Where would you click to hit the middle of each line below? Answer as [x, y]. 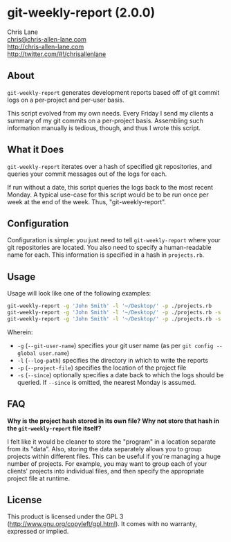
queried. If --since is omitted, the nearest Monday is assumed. [107, 382]
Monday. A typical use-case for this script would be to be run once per [108, 195]
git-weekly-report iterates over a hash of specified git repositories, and [110, 166]
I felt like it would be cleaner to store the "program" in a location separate [112, 442]
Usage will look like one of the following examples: [79, 293]
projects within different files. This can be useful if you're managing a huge [114, 456]
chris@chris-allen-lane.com [47, 39]
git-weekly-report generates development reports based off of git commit [113, 92]
